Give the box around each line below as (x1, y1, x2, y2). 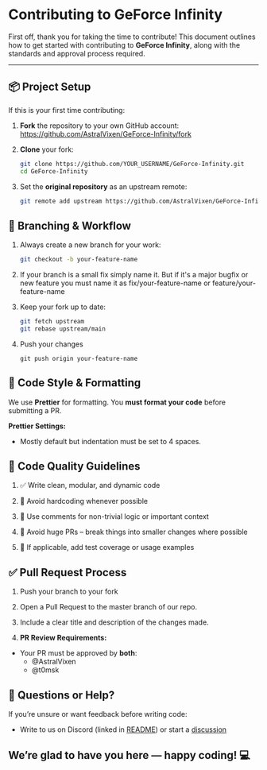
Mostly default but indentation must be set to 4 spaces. (19, 436, 201, 446)
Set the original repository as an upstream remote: (19, 181, 188, 192)
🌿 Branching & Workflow (8, 219, 131, 232)
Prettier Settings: (8, 421, 66, 431)
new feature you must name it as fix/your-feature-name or (19, 278, 211, 288)
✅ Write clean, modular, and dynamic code (19, 481, 161, 490)
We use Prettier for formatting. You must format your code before (8, 397, 226, 407)
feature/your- (211, 278, 257, 288)
